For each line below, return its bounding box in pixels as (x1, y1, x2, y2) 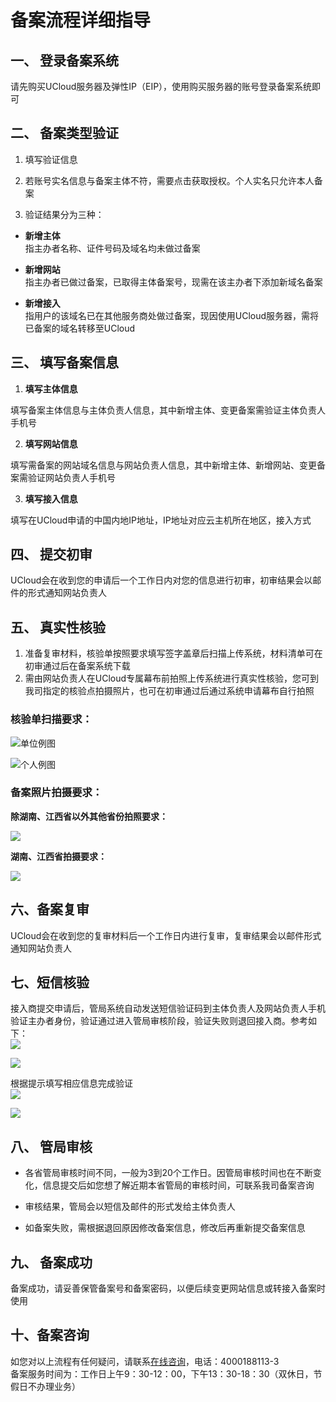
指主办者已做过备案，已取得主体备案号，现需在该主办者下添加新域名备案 (24, 276, 323, 288)
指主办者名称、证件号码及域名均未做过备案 (24, 242, 201, 254)
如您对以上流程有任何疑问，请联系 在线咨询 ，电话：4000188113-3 (10, 1355, 280, 1367)
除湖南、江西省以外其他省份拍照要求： (10, 810, 168, 822)
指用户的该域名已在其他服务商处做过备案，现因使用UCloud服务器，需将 (24, 309, 320, 321)
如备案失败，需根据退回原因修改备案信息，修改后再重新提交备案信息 (24, 1222, 306, 1234)
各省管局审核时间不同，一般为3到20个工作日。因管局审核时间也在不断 (24, 1167, 313, 1179)
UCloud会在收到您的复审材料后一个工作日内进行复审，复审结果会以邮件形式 (10, 929, 322, 941)
